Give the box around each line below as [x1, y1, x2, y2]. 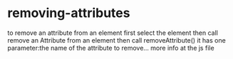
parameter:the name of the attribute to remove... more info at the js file [7, 43, 215, 52]
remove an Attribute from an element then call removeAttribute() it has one [7, 36, 226, 44]
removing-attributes [7, 5, 130, 21]
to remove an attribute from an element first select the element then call [7, 28, 219, 37]
